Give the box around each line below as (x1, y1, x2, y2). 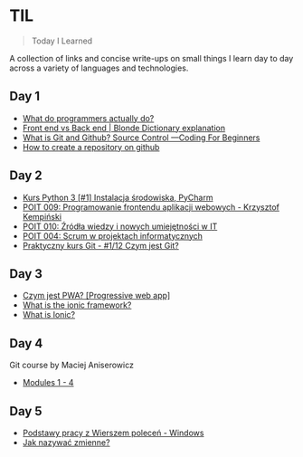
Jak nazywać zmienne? (22, 437, 110, 448)
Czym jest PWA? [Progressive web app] (22, 290, 171, 301)
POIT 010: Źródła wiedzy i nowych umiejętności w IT (22, 221, 218, 232)
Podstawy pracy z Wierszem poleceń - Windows (22, 427, 204, 438)
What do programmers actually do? (22, 112, 155, 123)
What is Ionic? (22, 309, 75, 320)
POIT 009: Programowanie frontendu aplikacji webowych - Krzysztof (22, 201, 280, 213)
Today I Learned (31, 35, 93, 46)
